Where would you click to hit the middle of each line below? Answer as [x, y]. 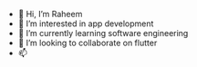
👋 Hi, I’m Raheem [50, 14]
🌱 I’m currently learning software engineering [103, 33]
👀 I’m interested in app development [86, 24]
